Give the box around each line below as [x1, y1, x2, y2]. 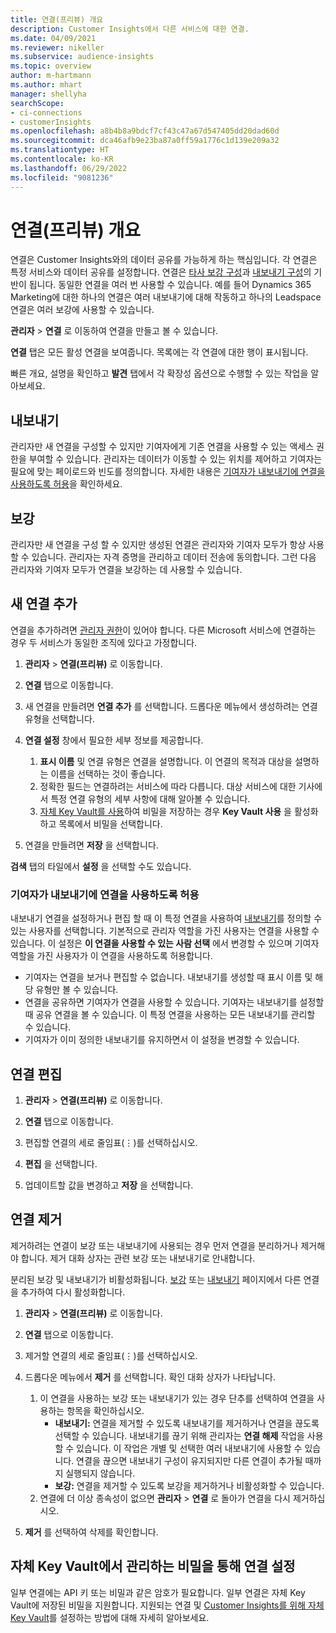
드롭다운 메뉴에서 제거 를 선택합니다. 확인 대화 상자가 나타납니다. [24, 1371, 277, 1383]
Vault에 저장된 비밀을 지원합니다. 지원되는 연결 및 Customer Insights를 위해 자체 [10, 1599, 325, 1611]
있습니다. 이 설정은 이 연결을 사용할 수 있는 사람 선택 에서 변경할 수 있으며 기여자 [10, 937, 320, 950]
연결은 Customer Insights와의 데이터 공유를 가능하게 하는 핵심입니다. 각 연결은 [10, 254, 318, 266]
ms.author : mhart [10, 80, 83, 90]
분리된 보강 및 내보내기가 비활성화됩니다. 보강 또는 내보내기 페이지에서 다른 [10, 1273, 302, 1285]
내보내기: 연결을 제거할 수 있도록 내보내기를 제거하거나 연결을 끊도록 [54, 1417, 320, 1429]
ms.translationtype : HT [10, 145, 110, 155]
